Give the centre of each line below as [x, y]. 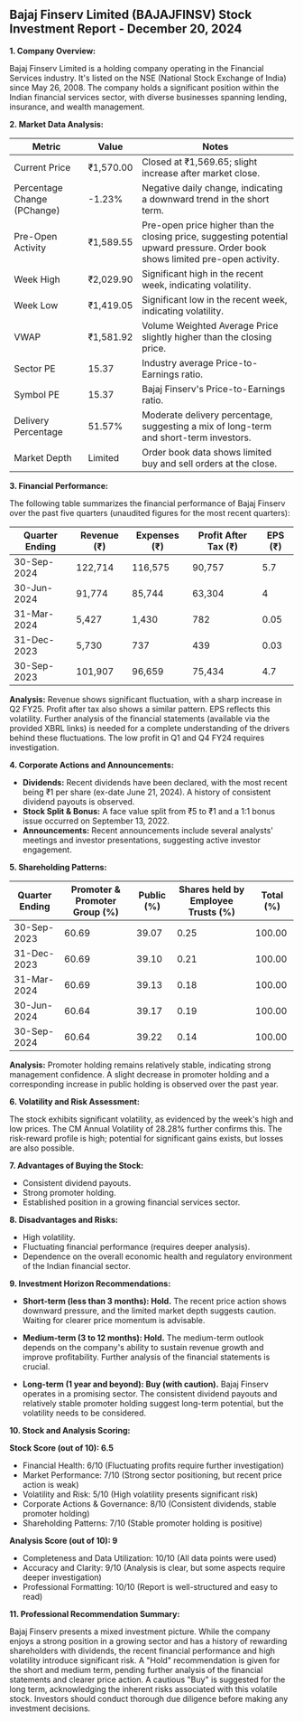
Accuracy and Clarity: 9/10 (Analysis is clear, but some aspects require [154, 1567]
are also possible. [42, 1148]
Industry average [178, 362]
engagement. [47, 850]
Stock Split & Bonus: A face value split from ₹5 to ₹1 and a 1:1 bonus [149, 811]
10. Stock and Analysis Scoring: [70, 1430]
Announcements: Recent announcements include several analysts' [147, 830]
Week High [37, 279]
